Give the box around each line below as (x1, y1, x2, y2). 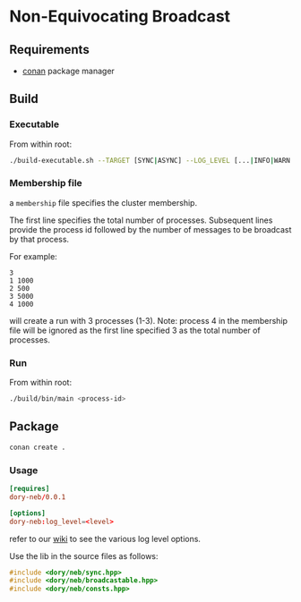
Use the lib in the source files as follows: (9, 550, 159, 561)
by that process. (9, 233, 70, 244)
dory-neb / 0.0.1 (9, 492, 66, 502)
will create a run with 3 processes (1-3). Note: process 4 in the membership (9, 315, 288, 326)
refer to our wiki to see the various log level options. (9, 533, 202, 544)
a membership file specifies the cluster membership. (9, 197, 198, 208)
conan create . (9, 443, 66, 452)
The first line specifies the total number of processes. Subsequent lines (9, 215, 273, 225)
